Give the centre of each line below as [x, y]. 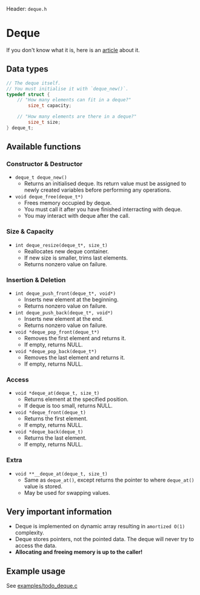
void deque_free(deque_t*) [49, 197]
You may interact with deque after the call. [77, 216]
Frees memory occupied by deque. [68, 203]
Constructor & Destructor [45, 164]
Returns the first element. [56, 419]
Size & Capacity [30, 232]
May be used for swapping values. [67, 492]
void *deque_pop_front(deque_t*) [57, 332]
